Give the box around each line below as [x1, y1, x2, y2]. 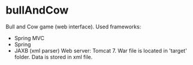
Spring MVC [14, 34, 45, 41]
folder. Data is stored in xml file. [14, 53, 93, 60]
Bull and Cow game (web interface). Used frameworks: [5, 23, 141, 30]
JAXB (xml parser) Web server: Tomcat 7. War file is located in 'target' [14, 47, 187, 54]
